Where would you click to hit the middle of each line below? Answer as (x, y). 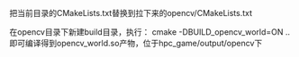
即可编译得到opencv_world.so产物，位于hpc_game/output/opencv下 (136, 43)
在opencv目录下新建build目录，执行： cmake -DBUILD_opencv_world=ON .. (150, 32)
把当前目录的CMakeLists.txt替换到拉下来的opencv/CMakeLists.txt (131, 13)
